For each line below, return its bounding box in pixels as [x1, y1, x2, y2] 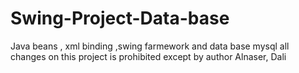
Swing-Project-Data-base [10, 7, 230, 30]
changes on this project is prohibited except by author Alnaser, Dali [10, 50, 287, 62]
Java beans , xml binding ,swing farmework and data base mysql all [10, 40, 290, 52]
